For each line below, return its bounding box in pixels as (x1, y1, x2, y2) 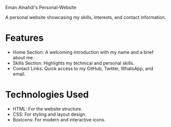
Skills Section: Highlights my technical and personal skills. (12, 60, 135, 66)
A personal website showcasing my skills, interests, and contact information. (5, 14, 166, 20)
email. (12, 71, 26, 77)
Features (5, 32, 44, 44)
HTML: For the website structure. (12, 105, 83, 112)
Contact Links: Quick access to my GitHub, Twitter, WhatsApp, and (12, 65, 154, 71)
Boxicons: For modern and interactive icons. (12, 116, 106, 122)
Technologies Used (5, 89, 89, 100)
